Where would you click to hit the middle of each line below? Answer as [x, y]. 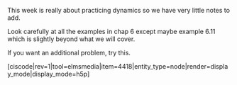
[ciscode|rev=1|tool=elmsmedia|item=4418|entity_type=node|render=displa [118, 66]
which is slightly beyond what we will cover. [71, 39]
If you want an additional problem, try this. [69, 53]
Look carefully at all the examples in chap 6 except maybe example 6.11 [111, 32]
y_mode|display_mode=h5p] [49, 74]
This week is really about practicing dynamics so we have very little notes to [119, 10]
